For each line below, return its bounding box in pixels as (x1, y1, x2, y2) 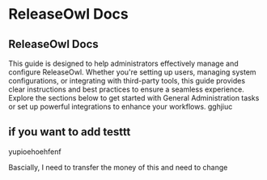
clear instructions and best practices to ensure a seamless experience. (8, 84, 244, 94)
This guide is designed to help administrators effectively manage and (8, 58, 239, 68)
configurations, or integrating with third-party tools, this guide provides (8, 76, 245, 85)
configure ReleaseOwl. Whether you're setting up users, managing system (8, 67, 256, 77)
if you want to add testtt (8, 125, 131, 139)
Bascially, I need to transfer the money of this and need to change (8, 162, 228, 172)
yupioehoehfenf (8, 147, 62, 156)
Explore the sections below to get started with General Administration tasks (8, 93, 260, 102)
